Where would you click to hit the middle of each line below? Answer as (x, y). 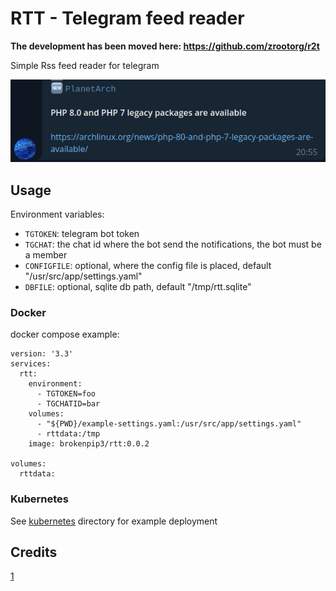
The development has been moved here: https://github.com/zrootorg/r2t (165, 46)
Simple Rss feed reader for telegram (85, 65)
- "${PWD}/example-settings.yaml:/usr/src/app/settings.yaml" (169, 424)
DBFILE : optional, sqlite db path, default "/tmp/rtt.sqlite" (138, 287)
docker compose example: (65, 334)
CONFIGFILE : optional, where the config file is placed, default (148, 266)
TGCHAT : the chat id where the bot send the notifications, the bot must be (173, 244)
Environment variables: (57, 214)
